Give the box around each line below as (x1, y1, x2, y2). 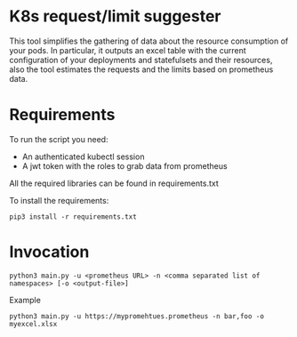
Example (9, 294, 42, 305)
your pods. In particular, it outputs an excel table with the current (9, 44, 246, 55)
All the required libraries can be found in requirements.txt (9, 178, 220, 189)
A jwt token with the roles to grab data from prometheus (21, 160, 229, 171)
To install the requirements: (9, 195, 109, 205)
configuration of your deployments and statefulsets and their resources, (9, 54, 273, 65)
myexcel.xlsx (9, 319, 58, 328)
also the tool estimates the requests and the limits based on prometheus (9, 64, 274, 75)
